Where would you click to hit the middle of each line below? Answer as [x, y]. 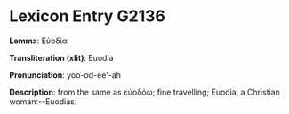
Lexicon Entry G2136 [88, 16]
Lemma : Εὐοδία [39, 41]
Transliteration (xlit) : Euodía [61, 57]
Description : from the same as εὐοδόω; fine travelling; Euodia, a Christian [144, 92]
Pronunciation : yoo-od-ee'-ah [65, 75]
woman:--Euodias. [43, 101]
